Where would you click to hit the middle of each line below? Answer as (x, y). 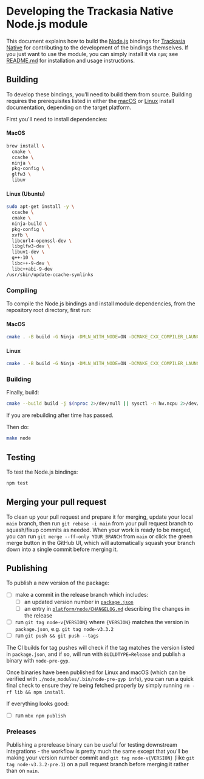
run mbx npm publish (40, 715)
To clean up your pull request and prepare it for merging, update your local (100, 517)
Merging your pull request (56, 502)
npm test (17, 483)
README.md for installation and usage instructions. (71, 60)
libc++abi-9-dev (32, 269)
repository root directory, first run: (49, 310)
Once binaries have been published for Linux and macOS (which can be (96, 672)
